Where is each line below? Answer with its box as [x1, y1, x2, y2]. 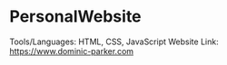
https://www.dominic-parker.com [9, 45, 134, 56]
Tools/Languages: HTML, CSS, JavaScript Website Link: [9, 36, 220, 47]
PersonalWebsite [9, 6, 143, 27]
